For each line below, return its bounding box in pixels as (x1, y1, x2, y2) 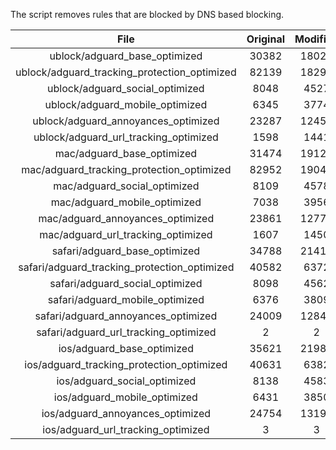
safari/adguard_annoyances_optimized (34, 309, 218, 323)
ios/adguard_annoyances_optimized (41, 407, 212, 420)
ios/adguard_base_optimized (58, 342, 194, 355)
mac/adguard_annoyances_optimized (38, 212, 215, 225)
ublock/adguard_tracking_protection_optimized (15, 65, 237, 79)
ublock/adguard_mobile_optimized (44, 98, 208, 111)
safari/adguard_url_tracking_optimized (36, 325, 217, 339)
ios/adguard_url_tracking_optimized (42, 423, 210, 436)
